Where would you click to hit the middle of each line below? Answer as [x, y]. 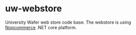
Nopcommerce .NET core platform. [41, 27]
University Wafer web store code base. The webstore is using [68, 22]
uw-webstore [34, 9]
